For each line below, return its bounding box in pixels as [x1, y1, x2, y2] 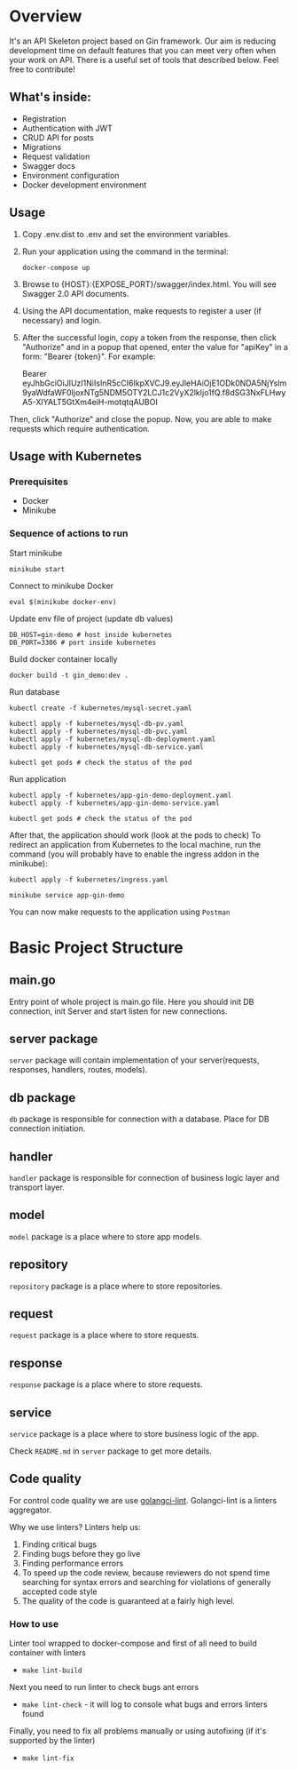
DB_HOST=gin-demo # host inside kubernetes [9, 630, 173, 639]
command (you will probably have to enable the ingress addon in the [9, 849, 260, 859]
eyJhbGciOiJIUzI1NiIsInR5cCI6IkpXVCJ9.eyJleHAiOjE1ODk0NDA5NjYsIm [21, 378, 287, 388]
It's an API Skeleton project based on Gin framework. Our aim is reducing [9, 36, 277, 46]
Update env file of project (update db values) [9, 613, 174, 624]
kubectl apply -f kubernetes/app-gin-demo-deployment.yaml [9, 791, 232, 800]
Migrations [21, 141, 62, 152]
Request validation [21, 151, 90, 162]
